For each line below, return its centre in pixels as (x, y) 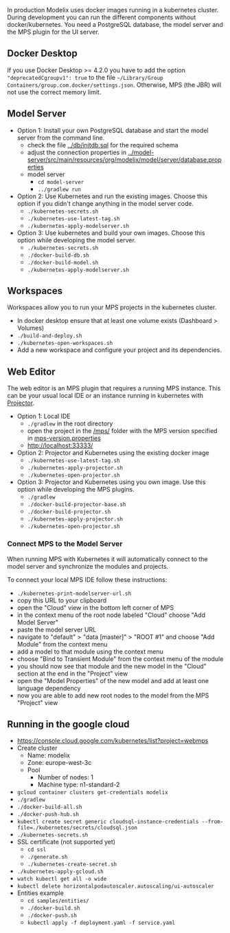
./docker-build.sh (54, 908)
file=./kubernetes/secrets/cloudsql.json (77, 828)
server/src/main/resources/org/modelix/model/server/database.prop (124, 159)
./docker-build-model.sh (63, 262)
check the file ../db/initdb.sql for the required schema (103, 145)
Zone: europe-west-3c (59, 763)
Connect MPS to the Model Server (65, 544)
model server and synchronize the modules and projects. (88, 566)
